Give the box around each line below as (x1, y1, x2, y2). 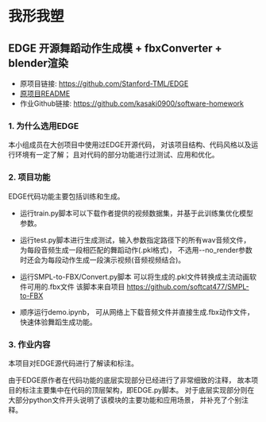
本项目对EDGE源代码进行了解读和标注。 (8, 358, 139, 368)
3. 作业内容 (8, 339, 51, 350)
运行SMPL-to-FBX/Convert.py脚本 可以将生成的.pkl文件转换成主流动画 (19, 272, 250, 281)
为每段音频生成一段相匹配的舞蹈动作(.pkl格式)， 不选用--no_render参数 (19, 245, 253, 254)
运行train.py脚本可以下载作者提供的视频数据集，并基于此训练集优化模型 (19, 208, 254, 218)
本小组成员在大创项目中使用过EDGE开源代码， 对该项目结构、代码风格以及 (8, 140, 252, 149)
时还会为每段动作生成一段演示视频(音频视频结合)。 (19, 255, 186, 265)
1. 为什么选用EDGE (8, 120, 79, 131)
